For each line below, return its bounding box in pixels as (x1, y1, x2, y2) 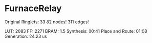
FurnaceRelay (4, 3, 62, 14)
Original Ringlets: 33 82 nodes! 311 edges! (4, 19, 89, 25)
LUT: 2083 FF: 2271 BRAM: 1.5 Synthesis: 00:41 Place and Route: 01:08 (4, 28, 148, 34)
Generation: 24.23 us (4, 33, 47, 39)
